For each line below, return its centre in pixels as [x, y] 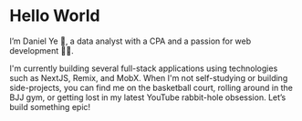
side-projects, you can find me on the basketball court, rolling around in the [151, 87]
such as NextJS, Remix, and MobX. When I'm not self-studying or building [149, 77]
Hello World [55, 16]
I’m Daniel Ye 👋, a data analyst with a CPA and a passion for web [130, 41]
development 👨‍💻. [42, 50]
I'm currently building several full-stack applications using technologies [144, 68]
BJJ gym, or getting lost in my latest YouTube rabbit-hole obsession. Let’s [148, 97]
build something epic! [50, 106]
